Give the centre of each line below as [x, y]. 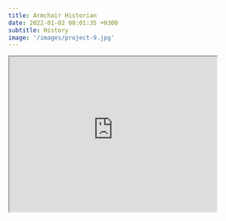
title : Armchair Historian [53, 15]
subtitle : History [38, 30]
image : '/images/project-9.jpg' [61, 37]
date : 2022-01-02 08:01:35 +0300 [63, 23]
